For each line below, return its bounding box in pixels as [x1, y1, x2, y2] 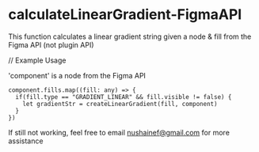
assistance [8, 136, 44, 146]
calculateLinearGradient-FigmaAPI [8, 6, 242, 24]
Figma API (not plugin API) [8, 40, 94, 49]
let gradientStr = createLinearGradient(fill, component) [22, 100, 218, 108]
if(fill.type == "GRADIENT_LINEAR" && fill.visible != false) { [15, 93, 232, 101]
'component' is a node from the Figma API [8, 70, 147, 80]
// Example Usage [8, 55, 67, 65]
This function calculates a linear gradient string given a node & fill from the [8, 32, 252, 41]
